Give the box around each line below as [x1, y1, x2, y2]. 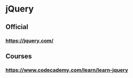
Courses [5, 52, 32, 60]
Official [5, 23, 28, 31]
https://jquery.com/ [5, 37, 54, 44]
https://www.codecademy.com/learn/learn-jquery [5, 66, 128, 73]
